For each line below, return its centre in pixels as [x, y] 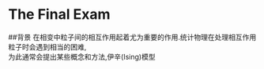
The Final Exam [59, 15]
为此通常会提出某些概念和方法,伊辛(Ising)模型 [82, 56]
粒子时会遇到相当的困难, [47, 47]
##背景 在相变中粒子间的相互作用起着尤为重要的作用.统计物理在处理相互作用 [132, 37]
